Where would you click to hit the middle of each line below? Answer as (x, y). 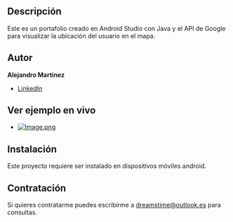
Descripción (34, 12)
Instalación (32, 149)
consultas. (22, 212)
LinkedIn (30, 88)
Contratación (37, 188)
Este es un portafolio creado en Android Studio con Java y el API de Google (116, 28)
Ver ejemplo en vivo (52, 110)
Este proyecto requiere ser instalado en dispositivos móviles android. (107, 166)
